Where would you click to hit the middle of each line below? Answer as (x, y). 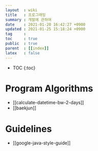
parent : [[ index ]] (27, 48)
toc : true (21, 39)
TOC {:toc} (24, 68)
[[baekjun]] (24, 108)
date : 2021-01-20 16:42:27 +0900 (45, 24)
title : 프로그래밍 (26, 15)
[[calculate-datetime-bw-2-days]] (48, 103)
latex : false (22, 53)
